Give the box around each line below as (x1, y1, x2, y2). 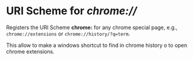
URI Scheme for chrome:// (6, 4, 137, 18)
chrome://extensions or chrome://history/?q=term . (6, 30, 131, 37)
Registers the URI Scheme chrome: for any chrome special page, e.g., (6, 24, 178, 31)
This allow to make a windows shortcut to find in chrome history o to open (6, 42, 188, 49)
